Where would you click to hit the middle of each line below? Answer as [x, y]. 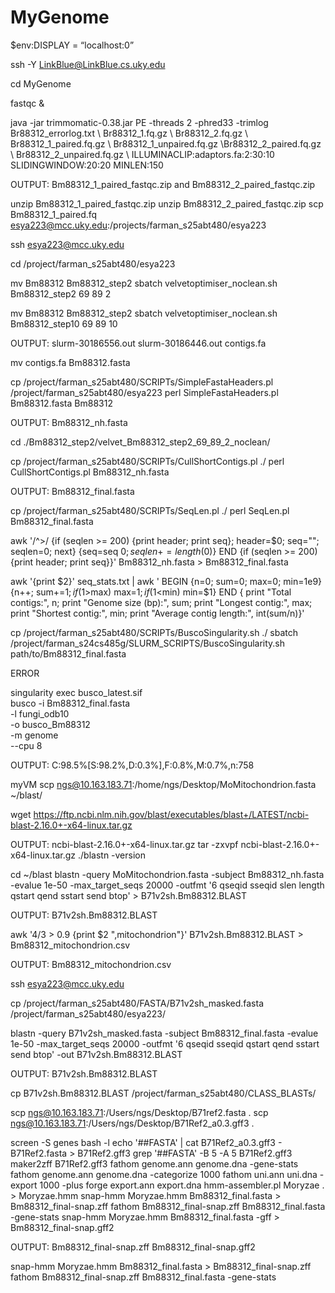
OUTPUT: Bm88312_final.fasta [72, 491]
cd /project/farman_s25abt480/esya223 [93, 263]
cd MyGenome [41, 83]
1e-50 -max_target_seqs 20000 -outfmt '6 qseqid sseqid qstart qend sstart [165, 1043]
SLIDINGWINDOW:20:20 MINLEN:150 [87, 165]
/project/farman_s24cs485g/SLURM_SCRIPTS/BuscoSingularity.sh [148, 643]
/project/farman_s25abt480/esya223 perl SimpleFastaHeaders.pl [144, 392]
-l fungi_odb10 [40, 713]
